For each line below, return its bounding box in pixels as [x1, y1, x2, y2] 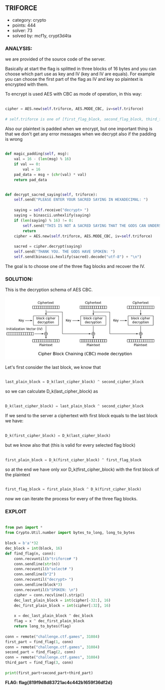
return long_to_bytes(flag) [14, 624, 71, 629]
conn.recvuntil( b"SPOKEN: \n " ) [14, 587, 78, 592]
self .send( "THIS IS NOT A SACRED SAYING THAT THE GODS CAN [23, 223, 146, 228]
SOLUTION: [5, 275, 33, 282]
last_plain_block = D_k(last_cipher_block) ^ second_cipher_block [5, 379, 144, 385]
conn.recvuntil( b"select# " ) [14, 566, 74, 572]
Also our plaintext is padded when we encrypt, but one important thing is [5, 126, 153, 131]
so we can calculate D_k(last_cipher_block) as [5, 389, 98, 394]
